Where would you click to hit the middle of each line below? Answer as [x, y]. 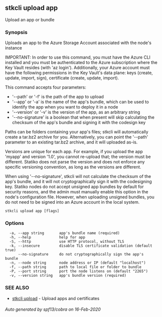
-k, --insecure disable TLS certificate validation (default [81, 246]
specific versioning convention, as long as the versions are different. [73, 167]
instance [14, 48]
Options [15, 223]
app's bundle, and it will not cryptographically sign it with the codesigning [79, 182]
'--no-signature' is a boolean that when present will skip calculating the [83, 117]
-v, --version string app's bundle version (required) [68, 276]
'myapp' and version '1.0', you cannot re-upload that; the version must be [78, 157]
